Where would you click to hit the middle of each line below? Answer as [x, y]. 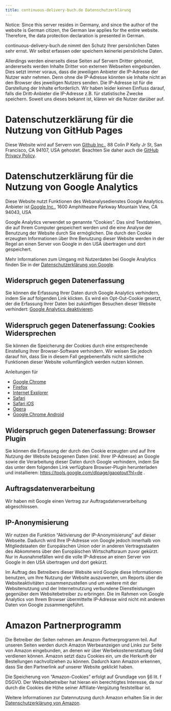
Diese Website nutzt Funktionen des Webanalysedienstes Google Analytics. [85, 201]
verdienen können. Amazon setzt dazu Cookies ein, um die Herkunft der [81, 656]
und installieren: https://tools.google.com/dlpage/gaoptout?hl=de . [75, 472]
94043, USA [18, 212]
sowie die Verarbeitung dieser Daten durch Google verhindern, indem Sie [82, 462]
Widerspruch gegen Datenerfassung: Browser [80, 430]
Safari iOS [23, 404]
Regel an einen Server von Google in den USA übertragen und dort [76, 244]
